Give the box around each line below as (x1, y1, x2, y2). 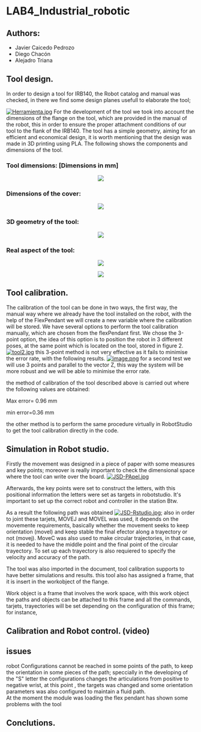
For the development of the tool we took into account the (53, 108, 194, 115)
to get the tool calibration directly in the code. (6, 427, 119, 434)
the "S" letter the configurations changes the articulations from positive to (6, 675, 189, 682)
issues (6, 646, 32, 656)
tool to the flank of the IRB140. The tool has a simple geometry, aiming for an (6, 127, 196, 134)
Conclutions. (6, 718, 56, 728)
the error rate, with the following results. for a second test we (6, 355, 191, 362)
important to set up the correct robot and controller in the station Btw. (6, 497, 178, 505)
